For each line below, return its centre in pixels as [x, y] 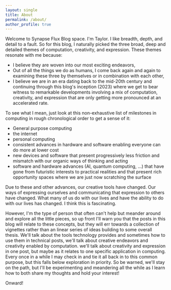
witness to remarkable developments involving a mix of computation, [85, 92]
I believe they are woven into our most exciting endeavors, [74, 65]
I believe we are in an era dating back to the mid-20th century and [82, 81]
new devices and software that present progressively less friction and [86, 155]
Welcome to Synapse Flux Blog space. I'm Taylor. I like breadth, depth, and [84, 39]
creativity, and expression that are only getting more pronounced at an [87, 98]
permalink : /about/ [26, 19]
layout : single [21, 10]
